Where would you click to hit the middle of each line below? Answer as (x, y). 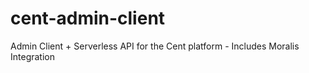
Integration (32, 56)
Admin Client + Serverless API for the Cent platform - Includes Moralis (155, 46)
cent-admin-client (88, 18)
